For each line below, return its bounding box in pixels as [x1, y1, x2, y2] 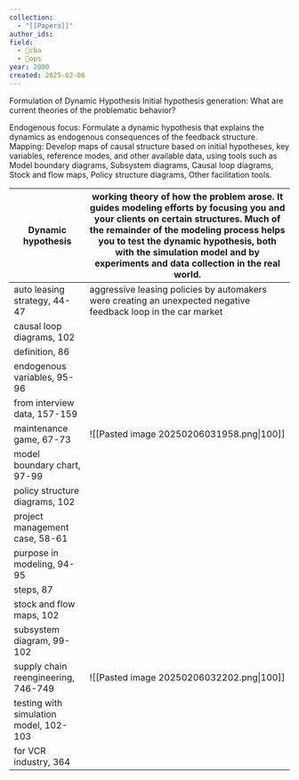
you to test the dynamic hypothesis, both [98, 235, 278, 247]
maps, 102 [13, 608, 60, 621]
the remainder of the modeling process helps [89, 223, 286, 236]
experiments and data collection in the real [94, 257, 280, 269]
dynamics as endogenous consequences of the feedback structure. [9, 131, 258, 142]
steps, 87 [13, 583, 53, 596]
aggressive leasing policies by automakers [89, 283, 267, 295]
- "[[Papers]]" [17, 21, 74, 30]
